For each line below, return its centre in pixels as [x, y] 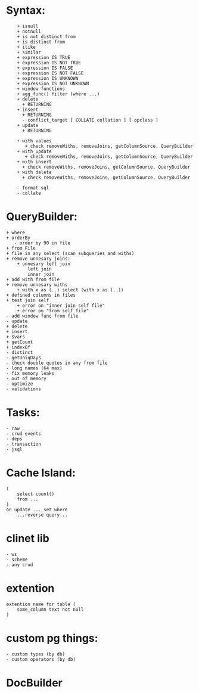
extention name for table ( [41, 604]
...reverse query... [42, 515]
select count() [36, 494]
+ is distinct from [41, 42]
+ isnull [28, 26]
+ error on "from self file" [53, 310]
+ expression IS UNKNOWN [48, 78]
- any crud [20, 565]
